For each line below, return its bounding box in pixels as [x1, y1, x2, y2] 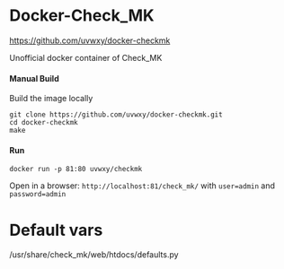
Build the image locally [9, 93, 93, 104]
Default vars [9, 220, 103, 240]
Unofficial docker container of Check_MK [9, 52, 163, 63]
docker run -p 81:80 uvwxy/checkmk [9, 165, 143, 174]
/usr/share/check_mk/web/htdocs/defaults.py [9, 249, 179, 260]
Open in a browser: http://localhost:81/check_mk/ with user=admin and [9, 180, 276, 191]
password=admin [9, 190, 67, 199]
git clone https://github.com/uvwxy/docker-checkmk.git [9, 110, 223, 119]
